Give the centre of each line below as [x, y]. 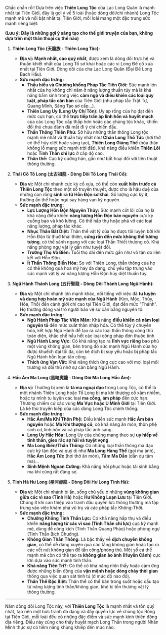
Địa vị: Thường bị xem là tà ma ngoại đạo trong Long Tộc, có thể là [88, 387]
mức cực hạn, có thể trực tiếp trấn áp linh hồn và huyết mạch [90, 116]
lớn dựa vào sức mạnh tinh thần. [60, 560]
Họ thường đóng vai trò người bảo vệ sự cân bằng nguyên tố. [82, 309]
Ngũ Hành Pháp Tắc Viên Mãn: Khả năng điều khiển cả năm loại [93, 320]
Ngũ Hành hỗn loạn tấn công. [57, 357]
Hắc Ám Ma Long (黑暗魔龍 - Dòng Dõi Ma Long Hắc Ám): [72, 377]
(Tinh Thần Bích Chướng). [53, 534]
